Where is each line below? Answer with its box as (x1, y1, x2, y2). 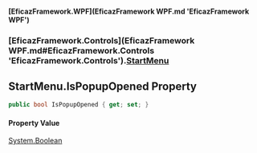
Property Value (8, 118, 60, 127)
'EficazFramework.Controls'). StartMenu (8, 54, 169, 66)
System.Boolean (8, 136, 63, 146)
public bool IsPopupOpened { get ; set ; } (8, 101, 149, 109)
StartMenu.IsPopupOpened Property (8, 79, 197, 93)
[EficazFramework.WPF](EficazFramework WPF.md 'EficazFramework (8, 6, 250, 16)
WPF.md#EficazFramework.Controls (8, 45, 155, 56)
